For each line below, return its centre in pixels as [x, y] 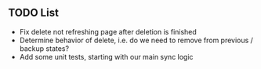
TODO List [33, 13]
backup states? [44, 48]
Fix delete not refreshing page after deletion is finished [108, 31]
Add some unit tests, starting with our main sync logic [106, 56]
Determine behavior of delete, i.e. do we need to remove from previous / [136, 40]
